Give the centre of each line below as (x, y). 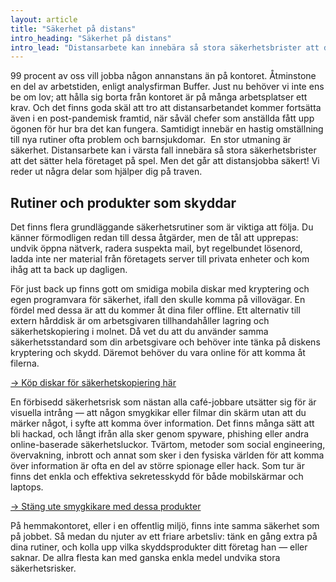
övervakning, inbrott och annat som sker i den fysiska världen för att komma (167, 455)
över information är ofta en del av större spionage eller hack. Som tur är (157, 466)
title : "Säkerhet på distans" (73, 29)
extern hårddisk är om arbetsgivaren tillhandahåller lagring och (140, 321)
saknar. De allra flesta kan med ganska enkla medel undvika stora (145, 558)
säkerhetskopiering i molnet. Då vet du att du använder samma (139, 332)
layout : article (44, 19)
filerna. (25, 363)
